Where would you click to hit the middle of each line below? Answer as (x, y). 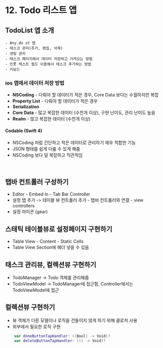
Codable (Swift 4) (24, 130)
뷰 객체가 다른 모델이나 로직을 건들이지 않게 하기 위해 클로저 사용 (75, 320)
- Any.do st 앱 (20, 43)
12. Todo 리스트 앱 (41, 10)
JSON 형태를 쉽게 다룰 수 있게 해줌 (46, 148)
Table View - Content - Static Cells (48, 241)
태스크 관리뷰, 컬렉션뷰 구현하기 (51, 265)
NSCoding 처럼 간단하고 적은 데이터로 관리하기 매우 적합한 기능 (74, 142)
